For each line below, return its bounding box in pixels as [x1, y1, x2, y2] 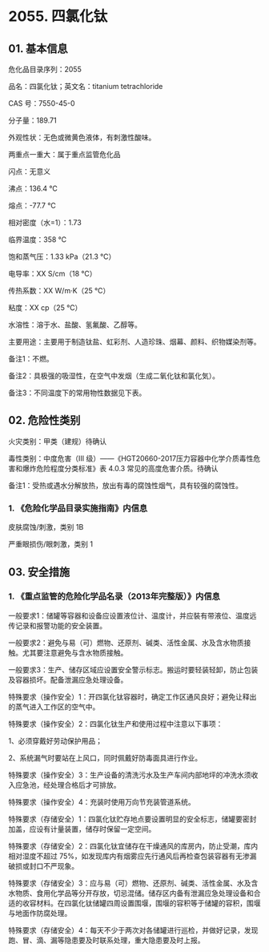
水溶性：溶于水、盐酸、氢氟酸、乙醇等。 [8, 320, 142, 329]
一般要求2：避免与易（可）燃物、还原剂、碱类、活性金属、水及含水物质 [8, 638, 244, 647]
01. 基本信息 [8, 42, 68, 55]
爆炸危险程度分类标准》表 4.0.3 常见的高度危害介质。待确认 [22, 463, 219, 473]
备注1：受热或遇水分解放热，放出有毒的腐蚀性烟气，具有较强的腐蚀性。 [8, 480, 243, 490]
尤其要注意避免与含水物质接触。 [22, 647, 128, 657]
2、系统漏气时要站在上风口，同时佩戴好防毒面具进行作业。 [8, 752, 203, 762]
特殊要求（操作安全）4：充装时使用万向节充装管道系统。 [8, 797, 196, 806]
